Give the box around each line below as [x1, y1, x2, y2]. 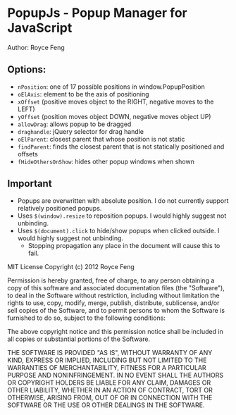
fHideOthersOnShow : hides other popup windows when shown [17, 157, 195, 166]
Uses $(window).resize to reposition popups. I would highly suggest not [17, 211, 227, 220]
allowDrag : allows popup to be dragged [17, 120, 132, 128]
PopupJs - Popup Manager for [7, 5, 188, 21]
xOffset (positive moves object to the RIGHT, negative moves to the [17, 97, 214, 106]
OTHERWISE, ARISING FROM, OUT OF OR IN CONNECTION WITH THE [7, 393, 213, 402]
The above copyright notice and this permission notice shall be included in [7, 327, 223, 335]
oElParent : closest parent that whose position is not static [17, 135, 185, 143]
